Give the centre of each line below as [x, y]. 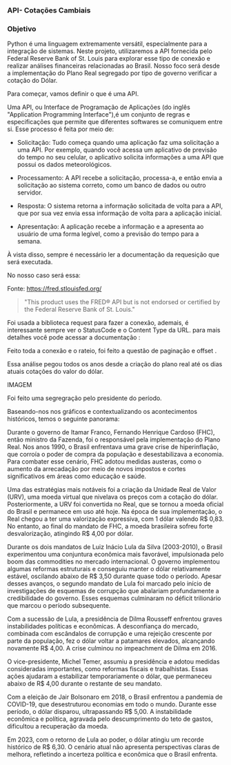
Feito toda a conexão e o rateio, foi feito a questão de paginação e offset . [112, 351]
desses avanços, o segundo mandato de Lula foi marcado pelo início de [109, 584]
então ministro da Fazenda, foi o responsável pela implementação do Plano [114, 439]
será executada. [30, 262]
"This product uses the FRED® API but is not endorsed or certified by [122, 302]
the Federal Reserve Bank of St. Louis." [80, 310]
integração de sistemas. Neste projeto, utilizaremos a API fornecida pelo [110, 51]
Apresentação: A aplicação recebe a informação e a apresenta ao [110, 227]
